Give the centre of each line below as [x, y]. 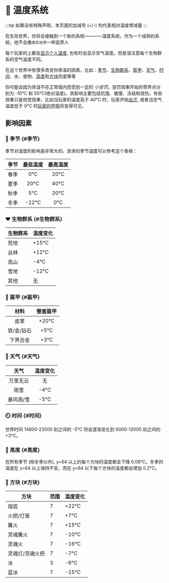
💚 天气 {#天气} [23, 357]
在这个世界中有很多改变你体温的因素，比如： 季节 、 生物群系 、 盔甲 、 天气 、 [82, 70]
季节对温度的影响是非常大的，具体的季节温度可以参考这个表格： [71, 151]
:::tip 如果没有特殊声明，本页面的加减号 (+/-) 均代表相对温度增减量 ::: [76, 25]
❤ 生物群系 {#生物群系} [34, 219]
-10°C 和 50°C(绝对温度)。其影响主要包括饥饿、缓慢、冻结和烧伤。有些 [89, 93]
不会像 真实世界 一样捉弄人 [44, 42]
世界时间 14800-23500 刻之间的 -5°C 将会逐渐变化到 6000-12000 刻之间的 [83, 429]
